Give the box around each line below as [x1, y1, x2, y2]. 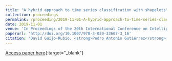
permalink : [5, 17, 29, 22]
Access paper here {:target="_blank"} [5, 49, 84, 56]
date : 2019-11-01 [5, 21, 42, 27]
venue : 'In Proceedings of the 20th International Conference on [5, 26, 147, 32]
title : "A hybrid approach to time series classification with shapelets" [5, 7, 168, 13]
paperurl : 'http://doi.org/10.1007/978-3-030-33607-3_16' [5, 31, 132, 36]
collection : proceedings [5, 12, 58, 17]
